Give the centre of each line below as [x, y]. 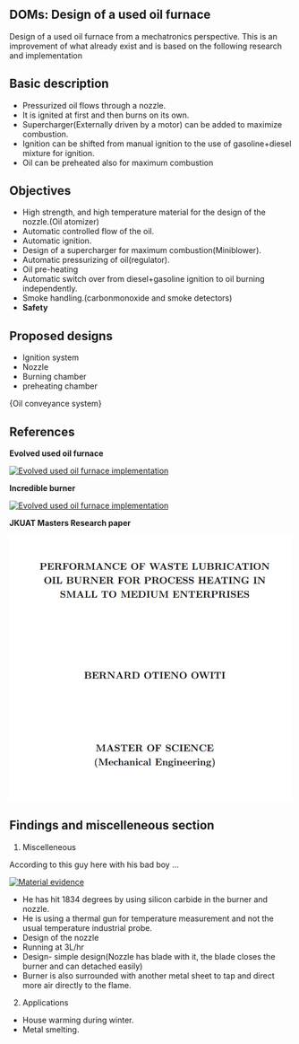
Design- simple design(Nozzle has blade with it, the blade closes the [149, 956]
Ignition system [50, 357]
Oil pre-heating [50, 269]
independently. [50, 289]
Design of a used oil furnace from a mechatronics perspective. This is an [143, 36]
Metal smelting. [51, 1029]
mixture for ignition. [59, 153]
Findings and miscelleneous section [112, 825]
